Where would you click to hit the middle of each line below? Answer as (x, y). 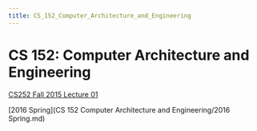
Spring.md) (27, 118)
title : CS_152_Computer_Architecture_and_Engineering (100, 16)
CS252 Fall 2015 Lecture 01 (53, 94)
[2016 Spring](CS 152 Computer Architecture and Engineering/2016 (119, 109)
